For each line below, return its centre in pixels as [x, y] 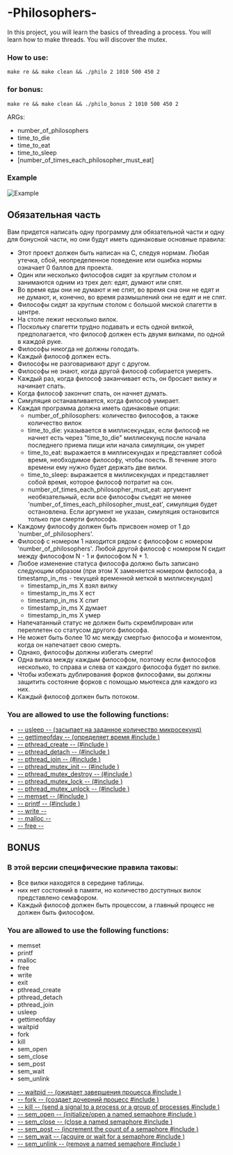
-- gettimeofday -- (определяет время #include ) [88, 737]
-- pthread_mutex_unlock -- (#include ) [73, 789]
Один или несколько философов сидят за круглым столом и [107, 275]
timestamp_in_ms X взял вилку [73, 586]
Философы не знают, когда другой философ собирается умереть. [115, 371]
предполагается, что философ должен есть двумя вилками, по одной [121, 334]
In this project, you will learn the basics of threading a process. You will [109, 32]
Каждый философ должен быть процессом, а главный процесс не [115, 905]
